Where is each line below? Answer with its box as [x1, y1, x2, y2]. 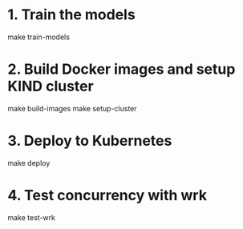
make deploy [7, 158, 51, 167]
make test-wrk [7, 212, 55, 222]
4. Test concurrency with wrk [7, 187, 208, 204]
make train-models [7, 32, 70, 42]
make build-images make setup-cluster [7, 103, 137, 113]
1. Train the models [7, 6, 136, 24]
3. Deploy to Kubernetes [7, 132, 172, 150]
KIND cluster [7, 78, 94, 95]
